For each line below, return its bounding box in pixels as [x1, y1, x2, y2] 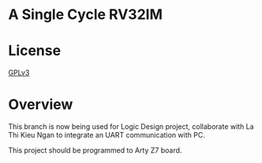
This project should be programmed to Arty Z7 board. [8, 146, 182, 155]
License [8, 42, 62, 60]
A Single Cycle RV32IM [8, 6, 163, 24]
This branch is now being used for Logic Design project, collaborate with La [8, 122, 254, 131]
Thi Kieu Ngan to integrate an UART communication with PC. [8, 131, 205, 140]
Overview [8, 96, 73, 114]
